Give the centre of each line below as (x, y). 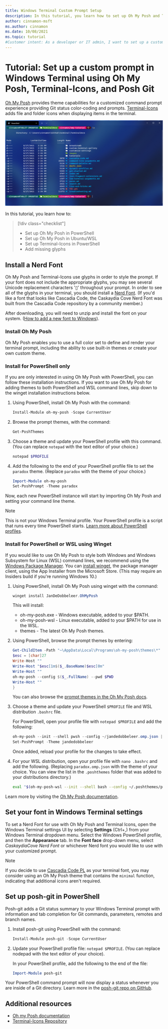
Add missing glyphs (45, 249)
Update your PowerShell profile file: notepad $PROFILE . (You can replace (86, 948)
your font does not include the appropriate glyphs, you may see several (79, 282)
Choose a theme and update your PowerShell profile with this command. (87, 441)
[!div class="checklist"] (41, 224)
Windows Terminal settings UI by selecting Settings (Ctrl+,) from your (77, 829)
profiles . (14, 531)
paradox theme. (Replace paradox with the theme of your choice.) (79, 471)
